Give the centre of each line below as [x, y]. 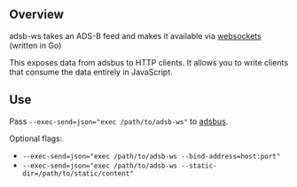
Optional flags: [36, 138]
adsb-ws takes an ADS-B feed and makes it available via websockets [135, 35]
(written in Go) [35, 45]
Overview [37, 15]
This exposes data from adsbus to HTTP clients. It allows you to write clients [149, 62]
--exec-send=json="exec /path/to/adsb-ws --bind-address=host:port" [151, 156]
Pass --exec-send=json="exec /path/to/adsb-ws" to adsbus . [119, 121]
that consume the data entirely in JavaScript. [91, 72]
